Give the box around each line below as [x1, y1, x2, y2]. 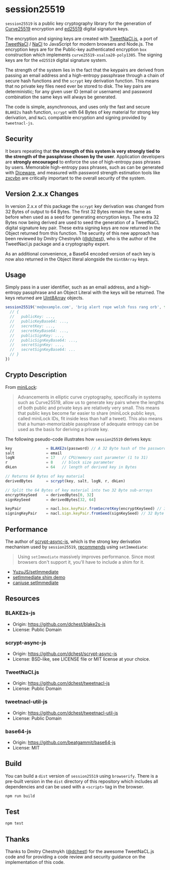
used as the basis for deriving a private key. [17, 426, 109, 432]
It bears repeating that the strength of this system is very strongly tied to [5, 148, 160, 154]
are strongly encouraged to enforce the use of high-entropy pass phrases [5, 159, 161, 165]
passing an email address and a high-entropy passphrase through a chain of [5, 72, 164, 78]
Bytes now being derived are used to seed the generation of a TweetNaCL [5, 219, 160, 225]
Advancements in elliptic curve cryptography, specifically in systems [17, 394, 161, 400]
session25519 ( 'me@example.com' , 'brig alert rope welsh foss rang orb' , [5, 305, 162, 310]
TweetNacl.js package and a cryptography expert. [5, 241, 110, 247]
